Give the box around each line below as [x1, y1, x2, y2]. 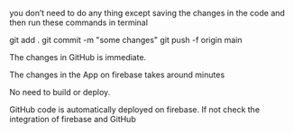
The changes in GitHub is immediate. [9, 52, 147, 62]
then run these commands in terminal [9, 17, 149, 28]
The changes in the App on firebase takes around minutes [9, 69, 225, 80]
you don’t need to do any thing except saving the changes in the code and [9, 8, 286, 18]
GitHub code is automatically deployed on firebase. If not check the [9, 104, 260, 115]
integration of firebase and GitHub [9, 114, 137, 124]
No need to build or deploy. [9, 87, 111, 97]
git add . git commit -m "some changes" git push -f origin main [9, 35, 243, 45]
